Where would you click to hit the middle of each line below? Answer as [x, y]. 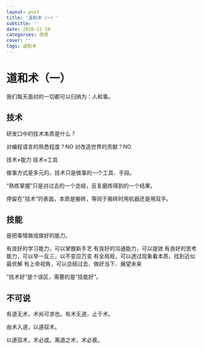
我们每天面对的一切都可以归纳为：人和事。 [60, 96]
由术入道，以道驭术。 [33, 327]
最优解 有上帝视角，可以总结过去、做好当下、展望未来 [74, 264]
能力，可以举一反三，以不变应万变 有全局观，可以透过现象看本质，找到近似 [101, 256]
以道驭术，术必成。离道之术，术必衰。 [54, 340]
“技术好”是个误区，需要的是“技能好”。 [54, 277]
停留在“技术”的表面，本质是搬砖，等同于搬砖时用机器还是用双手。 [89, 198]
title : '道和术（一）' [32, 18]
